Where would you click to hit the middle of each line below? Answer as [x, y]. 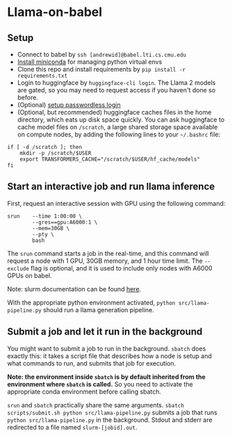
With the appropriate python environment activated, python [91, 302]
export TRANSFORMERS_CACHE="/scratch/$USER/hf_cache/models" [110, 159]
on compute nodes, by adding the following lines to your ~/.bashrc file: [119, 134]
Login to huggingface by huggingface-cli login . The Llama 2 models [116, 83]
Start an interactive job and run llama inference [111, 187]
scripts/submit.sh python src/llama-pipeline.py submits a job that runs [112, 412]
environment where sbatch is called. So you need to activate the [100, 384]
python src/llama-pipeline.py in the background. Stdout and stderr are [110, 420]
